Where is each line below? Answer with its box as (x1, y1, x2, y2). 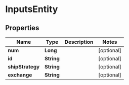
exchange (8, 71, 32, 78)
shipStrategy (8, 63, 40, 70)
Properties (5, 24, 39, 32)
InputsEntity (5, 4, 58, 15)
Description (64, 39, 94, 45)
